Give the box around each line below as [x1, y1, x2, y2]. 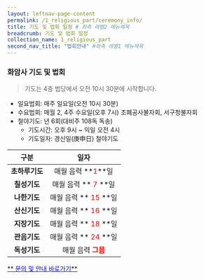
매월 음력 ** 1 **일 [54, 166, 114, 176]
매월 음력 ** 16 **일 [50, 206, 118, 216]
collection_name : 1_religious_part [7, 36, 111, 43]
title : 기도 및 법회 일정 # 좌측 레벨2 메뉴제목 [7, 23, 130, 30]
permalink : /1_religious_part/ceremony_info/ [7, 17, 142, 24]
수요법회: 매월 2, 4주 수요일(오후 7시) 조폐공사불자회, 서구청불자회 [17, 108, 198, 116]
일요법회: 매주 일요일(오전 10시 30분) [17, 100, 119, 108]
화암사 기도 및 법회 [7, 67, 66, 77]
